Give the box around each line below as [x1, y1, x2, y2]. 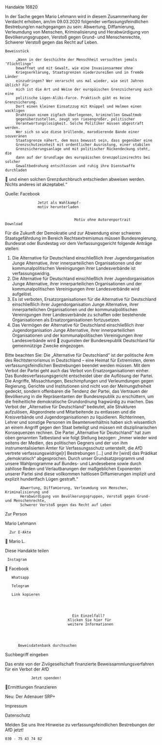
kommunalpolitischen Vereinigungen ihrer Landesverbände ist [12, 265, 136, 271]
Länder [5, 74, 18, 79]
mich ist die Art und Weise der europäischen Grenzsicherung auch [15, 87, 152, 92]
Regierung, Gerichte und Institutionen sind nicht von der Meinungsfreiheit [5, 383, 151, 389]
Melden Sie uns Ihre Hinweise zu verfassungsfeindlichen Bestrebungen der [5, 722, 155, 728]
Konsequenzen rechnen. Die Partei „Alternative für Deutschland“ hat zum [5, 430, 151, 435]
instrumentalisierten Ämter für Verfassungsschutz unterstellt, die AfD [5, 445, 143, 451]
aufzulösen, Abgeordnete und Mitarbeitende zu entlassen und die [5, 409, 136, 415]
